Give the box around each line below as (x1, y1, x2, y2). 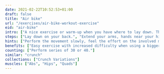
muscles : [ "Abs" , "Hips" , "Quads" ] (5, 61, 78, 66)
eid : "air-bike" (5, 25, 38, 30)
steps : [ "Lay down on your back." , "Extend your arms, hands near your (5, 35, 154, 39)
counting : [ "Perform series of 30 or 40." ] (5, 48, 95, 53)
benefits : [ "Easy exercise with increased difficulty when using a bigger (5, 43, 161, 48)
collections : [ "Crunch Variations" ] (5, 57, 80, 62)
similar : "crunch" (5, 52, 42, 57)
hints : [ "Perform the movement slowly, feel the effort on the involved (5, 39, 156, 44)
